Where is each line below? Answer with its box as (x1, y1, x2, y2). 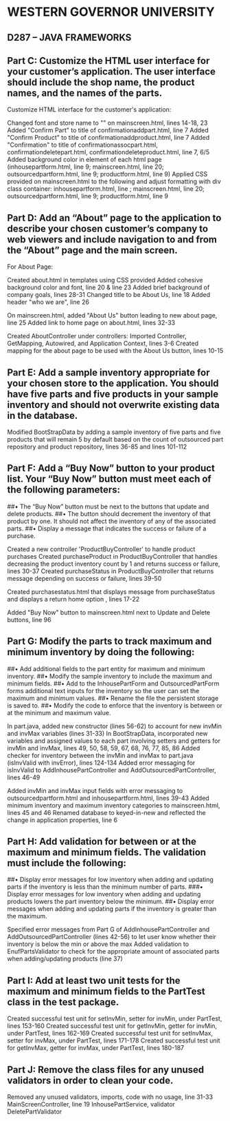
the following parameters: (7, 484, 121, 496)
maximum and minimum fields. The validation (7, 847, 207, 858)
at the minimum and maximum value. (7, 708, 111, 717)
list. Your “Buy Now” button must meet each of (7, 473, 211, 485)
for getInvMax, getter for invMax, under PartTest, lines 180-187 (7, 1044, 185, 1052)
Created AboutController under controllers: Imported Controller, (7, 332, 187, 340)
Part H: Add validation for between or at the (7, 836, 197, 847)
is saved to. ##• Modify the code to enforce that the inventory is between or (7, 701, 223, 710)
